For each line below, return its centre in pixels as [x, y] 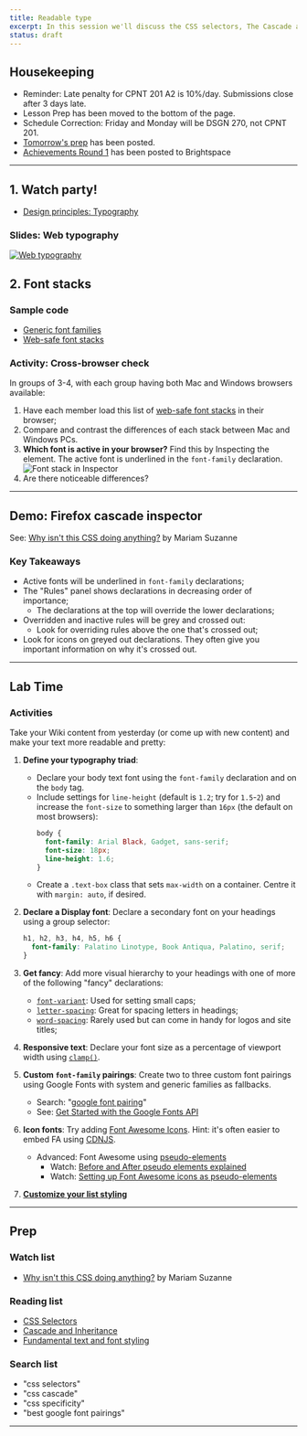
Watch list [32, 1258]
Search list [34, 1364]
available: [27, 393]
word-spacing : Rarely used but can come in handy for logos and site [164, 1020]
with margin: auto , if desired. [91, 894]
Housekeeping [52, 72]
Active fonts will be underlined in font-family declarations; [133, 581]
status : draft [37, 35]
